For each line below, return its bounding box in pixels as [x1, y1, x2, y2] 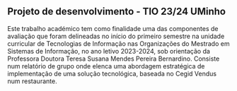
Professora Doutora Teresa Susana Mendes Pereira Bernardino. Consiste [7, 54, 220, 63]
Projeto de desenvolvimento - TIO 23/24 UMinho [7, 6, 226, 18]
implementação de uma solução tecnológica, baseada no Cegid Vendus [7, 69, 217, 78]
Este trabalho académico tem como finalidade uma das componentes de [7, 24, 219, 32]
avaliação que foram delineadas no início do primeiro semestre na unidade [7, 32, 225, 40]
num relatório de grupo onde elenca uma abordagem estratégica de [7, 61, 205, 70]
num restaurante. [7, 77, 58, 85]
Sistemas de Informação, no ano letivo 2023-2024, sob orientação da [7, 47, 211, 55]
